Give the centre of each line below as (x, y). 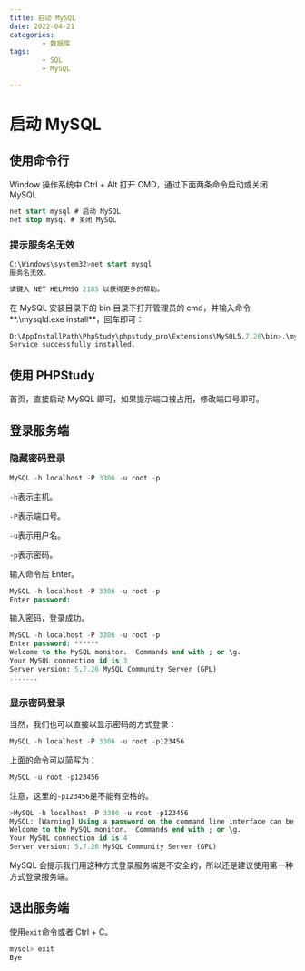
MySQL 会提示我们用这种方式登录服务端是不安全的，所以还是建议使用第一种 (152, 865)
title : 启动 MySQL (43, 18)
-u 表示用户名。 (38, 535)
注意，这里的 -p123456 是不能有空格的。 (82, 795)
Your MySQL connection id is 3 (69, 661)
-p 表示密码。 (34, 554)
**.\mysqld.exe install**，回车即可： (77, 319)
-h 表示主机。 (34, 496)
